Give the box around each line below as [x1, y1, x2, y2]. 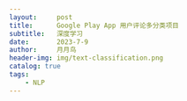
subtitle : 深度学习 [9, 29, 84, 38]
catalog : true [9, 62, 62, 71]
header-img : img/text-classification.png [9, 54, 164, 62]
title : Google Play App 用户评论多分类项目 [9, 21, 179, 30]
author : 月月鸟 [9, 46, 77, 54]
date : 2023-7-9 [9, 37, 89, 47]
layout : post [9, 12, 73, 22]
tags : [9, 70, 29, 79]
